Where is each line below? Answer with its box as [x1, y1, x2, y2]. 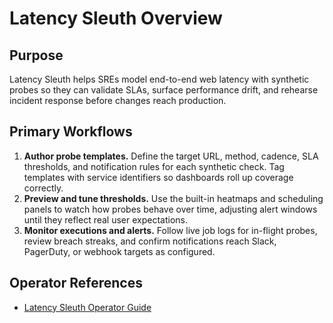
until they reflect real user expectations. [23, 213, 189, 226]
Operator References [9, 275, 143, 292]
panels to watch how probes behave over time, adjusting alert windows [23, 203, 318, 215]
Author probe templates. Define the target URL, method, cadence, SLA [23, 150, 319, 162]
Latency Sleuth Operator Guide [23, 301, 152, 313]
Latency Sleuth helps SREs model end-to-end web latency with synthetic [9, 73, 310, 85]
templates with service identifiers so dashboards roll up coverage [23, 171, 294, 183]
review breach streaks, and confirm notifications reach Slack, [23, 235, 277, 247]
